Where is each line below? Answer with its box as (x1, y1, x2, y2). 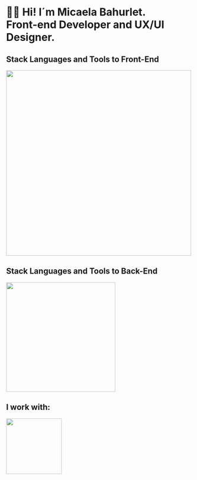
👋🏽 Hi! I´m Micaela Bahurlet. (6, 5, 146, 19)
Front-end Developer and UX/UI (6, 18, 164, 31)
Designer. (6, 31, 55, 44)
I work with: (6, 402, 50, 412)
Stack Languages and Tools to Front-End (6, 54, 159, 64)
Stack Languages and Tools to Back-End (6, 266, 158, 276)
